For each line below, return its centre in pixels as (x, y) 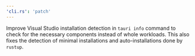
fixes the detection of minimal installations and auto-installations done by (95, 40)
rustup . (15, 47)
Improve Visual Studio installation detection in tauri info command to (91, 28)
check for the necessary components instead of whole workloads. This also (98, 34)
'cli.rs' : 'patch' (28, 11)
